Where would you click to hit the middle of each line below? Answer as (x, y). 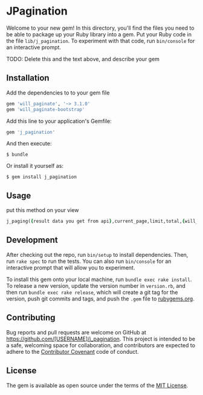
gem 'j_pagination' (31, 132)
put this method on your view (43, 210)
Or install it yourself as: (35, 166)
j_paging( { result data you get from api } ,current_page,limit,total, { (96, 221)
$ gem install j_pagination (42, 177)
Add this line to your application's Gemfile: (59, 121)
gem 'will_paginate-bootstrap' (46, 109)
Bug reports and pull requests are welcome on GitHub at (76, 332)
